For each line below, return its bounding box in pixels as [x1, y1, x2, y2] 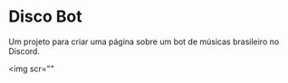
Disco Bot [8, 6, 82, 27]
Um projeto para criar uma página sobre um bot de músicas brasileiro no [8, 36, 280, 47]
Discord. [8, 45, 40, 56]
